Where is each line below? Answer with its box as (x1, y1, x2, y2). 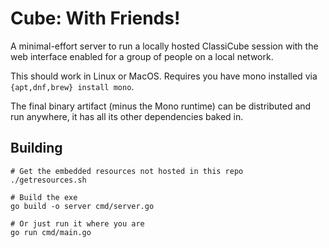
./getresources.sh (10, 175, 87, 185)
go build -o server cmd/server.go (10, 201, 155, 211)
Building (10, 140, 63, 157)
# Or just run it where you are (10, 218, 145, 229)
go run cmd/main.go (10, 227, 92, 237)
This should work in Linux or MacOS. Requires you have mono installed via (10, 70, 318, 82)
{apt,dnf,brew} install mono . (10, 80, 135, 92)
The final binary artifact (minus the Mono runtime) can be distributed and (10, 100, 312, 112)
